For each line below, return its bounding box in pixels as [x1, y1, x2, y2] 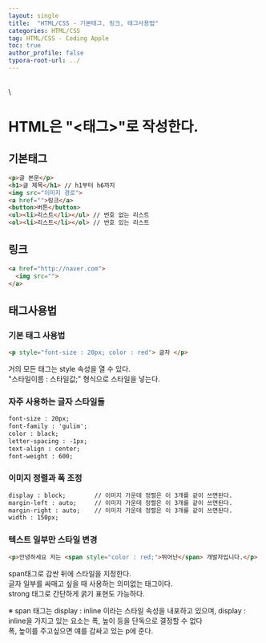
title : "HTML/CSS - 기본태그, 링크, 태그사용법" [8, 19, 159, 27]
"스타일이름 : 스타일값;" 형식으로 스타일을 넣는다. [8, 374, 160, 384]
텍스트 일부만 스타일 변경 [8, 535, 98, 546]
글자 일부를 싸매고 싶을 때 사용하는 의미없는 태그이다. [8, 579, 173, 588]
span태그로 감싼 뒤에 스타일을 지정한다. [8, 568, 132, 578]
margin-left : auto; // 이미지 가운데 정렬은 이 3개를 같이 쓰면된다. [8, 499, 233, 507]
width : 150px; [8, 514, 59, 522]
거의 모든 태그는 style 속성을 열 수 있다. [8, 364, 131, 373]
